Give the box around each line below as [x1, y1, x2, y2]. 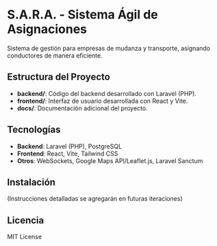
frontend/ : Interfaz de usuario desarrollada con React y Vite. [16, 97, 188, 105]
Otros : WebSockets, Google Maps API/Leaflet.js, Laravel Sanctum [16, 156, 203, 164]
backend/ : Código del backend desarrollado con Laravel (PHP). [16, 89, 197, 97]
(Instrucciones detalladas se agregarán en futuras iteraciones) [7, 195, 183, 203]
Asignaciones [7, 21, 88, 37]
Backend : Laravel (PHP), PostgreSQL [16, 142, 122, 150]
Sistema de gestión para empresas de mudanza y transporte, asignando [7, 44, 211, 52]
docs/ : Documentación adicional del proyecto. [16, 103, 149, 112]
